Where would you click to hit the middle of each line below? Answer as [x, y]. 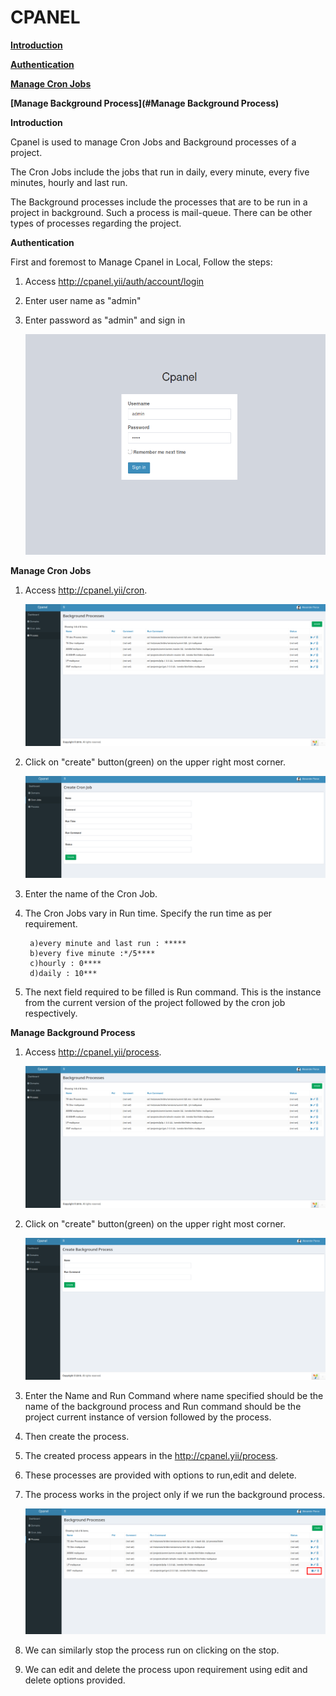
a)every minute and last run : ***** [108, 944]
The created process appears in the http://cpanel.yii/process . [151, 1456]
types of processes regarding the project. [96, 223]
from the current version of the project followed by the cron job [155, 1003]
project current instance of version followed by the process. [148, 1417]
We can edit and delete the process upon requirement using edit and [166, 1669]
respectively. [51, 1013]
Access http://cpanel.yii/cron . [86, 590]
